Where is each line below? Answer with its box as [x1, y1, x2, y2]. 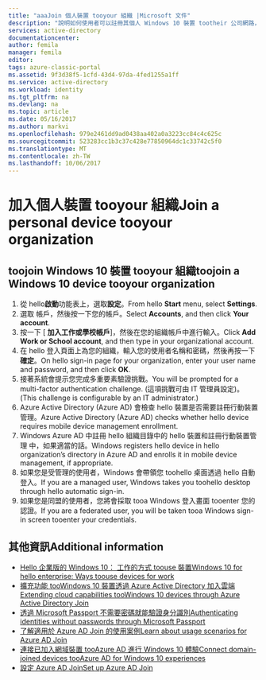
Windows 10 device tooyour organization [8, 277, 215, 290]
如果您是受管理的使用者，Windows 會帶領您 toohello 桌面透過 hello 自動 [19, 468, 256, 477]
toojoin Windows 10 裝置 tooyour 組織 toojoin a [8, 264, 241, 278]
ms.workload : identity [8, 85, 83, 94]
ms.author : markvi [8, 122, 69, 130]
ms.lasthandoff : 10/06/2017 [8, 160, 102, 168]
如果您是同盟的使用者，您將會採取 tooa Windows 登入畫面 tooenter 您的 [19, 496, 256, 506]
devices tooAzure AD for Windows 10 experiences [41, 653, 206, 663]
